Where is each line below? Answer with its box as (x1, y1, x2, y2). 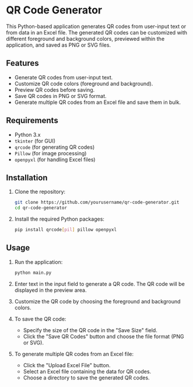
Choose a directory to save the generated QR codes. (23, 374, 150, 381)
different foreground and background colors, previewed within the (6, 35, 165, 42)
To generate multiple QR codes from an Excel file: (14, 350, 134, 357)
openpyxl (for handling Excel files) (14, 156, 96, 163)
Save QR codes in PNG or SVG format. (14, 92, 107, 99)
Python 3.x (14, 131, 41, 138)
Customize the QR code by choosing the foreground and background (14, 298, 181, 305)
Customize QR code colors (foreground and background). (14, 80, 153, 87)
